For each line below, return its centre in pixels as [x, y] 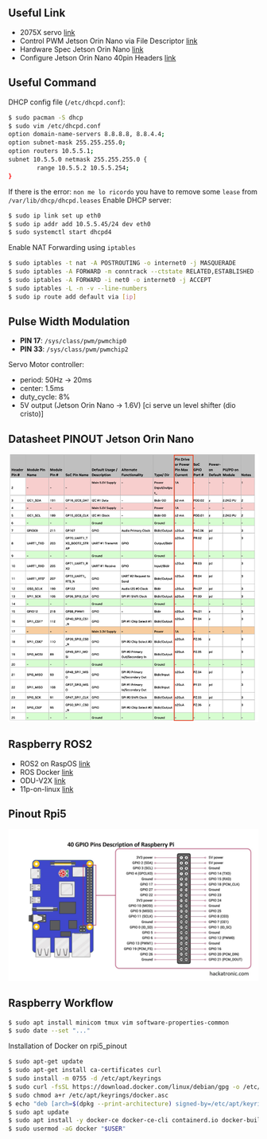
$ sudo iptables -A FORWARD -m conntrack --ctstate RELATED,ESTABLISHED [131, 272]
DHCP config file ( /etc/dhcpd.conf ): [67, 102]
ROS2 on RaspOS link [55, 763]
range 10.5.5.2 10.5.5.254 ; [83, 168]
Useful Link [37, 13]
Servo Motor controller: [46, 365]
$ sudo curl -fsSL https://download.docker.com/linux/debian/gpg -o [124, 1086]
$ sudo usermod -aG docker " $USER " [67, 1129]
